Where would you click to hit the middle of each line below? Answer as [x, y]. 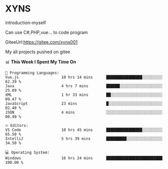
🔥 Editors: [17, 125]
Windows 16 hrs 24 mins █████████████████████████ [84, 158]
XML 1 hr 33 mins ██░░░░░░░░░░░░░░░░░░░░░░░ [84, 95]
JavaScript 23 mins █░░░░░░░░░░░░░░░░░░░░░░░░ [84, 103]
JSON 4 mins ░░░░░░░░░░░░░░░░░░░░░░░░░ [84, 112]
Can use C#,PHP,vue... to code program [47, 32]
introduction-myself [26, 23]
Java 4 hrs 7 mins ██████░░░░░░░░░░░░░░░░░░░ [84, 86]
